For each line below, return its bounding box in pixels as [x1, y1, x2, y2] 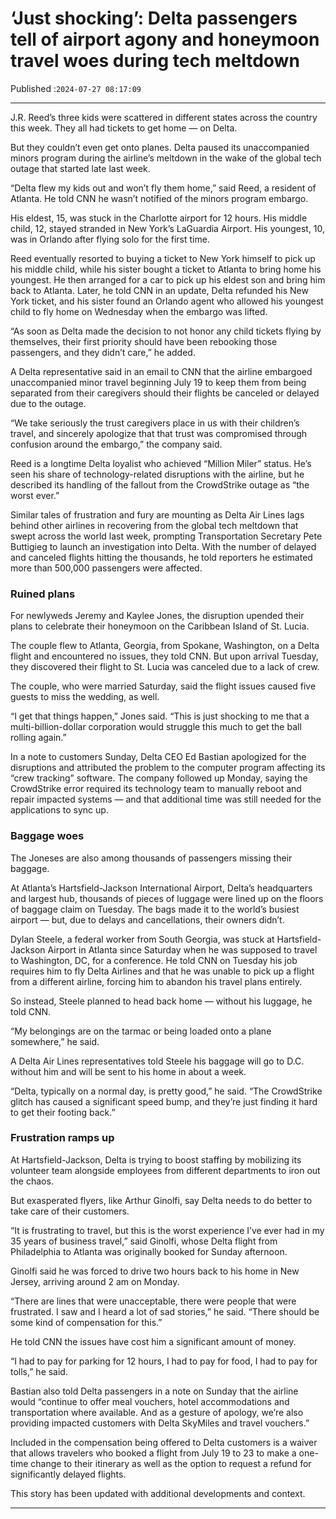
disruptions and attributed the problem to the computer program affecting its [10, 762, 326, 774]
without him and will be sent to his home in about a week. [10, 1065, 247, 1077]
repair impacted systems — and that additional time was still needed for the [10, 793, 322, 806]
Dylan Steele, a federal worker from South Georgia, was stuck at [10, 933, 275, 945]
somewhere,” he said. [10, 1035, 100, 1047]
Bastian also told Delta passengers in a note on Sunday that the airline [10, 1385, 299, 1397]
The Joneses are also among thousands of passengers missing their [10, 852, 293, 864]
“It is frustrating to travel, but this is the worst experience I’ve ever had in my [10, 1224, 325, 1236]
